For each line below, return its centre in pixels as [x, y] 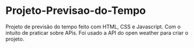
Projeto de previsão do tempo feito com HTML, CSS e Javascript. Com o [93, 27]
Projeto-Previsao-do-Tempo [76, 11]
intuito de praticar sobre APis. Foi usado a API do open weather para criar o [97, 32]
